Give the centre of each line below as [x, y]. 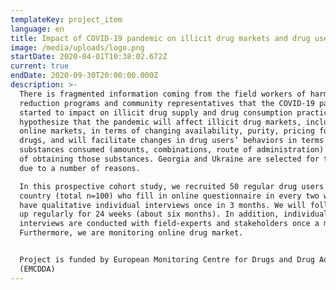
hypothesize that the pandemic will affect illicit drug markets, [160, 122]
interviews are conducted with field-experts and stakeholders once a [169, 224]
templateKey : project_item [66, 19]
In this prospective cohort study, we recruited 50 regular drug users [172, 186]
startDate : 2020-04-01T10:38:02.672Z [89, 57]
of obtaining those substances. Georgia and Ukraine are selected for [169, 159]
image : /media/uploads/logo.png [77, 47]
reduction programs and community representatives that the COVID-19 [167, 103]
